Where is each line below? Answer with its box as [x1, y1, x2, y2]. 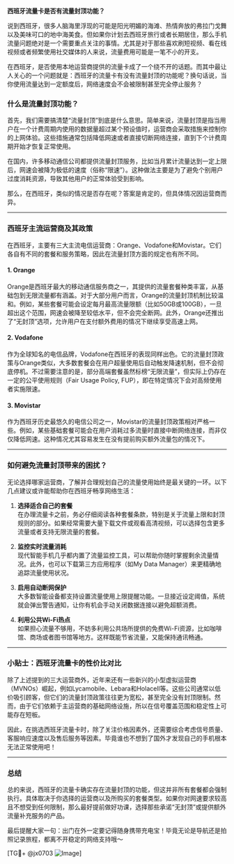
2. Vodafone [7, 334, 44, 342]
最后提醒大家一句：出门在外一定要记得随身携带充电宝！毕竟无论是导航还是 [7, 826, 221, 835]
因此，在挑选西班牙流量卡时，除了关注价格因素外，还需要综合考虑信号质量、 [7, 725, 227, 734]
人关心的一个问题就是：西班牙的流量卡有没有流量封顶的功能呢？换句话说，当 [7, 71, 227, 79]
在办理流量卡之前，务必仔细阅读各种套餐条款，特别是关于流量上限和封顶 [17, 510, 225, 518]
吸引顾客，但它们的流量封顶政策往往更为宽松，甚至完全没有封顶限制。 [13, 693, 214, 701]
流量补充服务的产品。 [7, 812, 68, 820]
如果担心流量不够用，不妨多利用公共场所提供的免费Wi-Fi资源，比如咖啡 [17, 624, 223, 633]
